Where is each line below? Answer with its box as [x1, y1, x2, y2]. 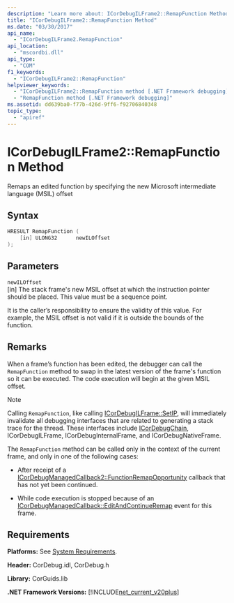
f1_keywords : [7, 68, 45, 75]
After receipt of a [17, 466, 67, 474]
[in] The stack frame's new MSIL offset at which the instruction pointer [7, 285, 210, 293]
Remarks [7, 341, 47, 353]
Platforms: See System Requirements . [7, 547, 117, 556]
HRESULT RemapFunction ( [7, 228, 79, 235]
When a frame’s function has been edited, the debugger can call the [7, 359, 203, 368]
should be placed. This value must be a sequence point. [7, 292, 168, 301]
